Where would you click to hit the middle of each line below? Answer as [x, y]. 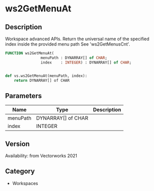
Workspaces [25, 183]
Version [17, 144]
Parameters [24, 95]
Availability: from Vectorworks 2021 [41, 156]
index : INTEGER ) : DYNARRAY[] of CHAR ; [86, 63]
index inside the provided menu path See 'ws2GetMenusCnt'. [68, 44]
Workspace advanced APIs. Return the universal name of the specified [77, 39]
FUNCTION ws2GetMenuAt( [30, 53]
